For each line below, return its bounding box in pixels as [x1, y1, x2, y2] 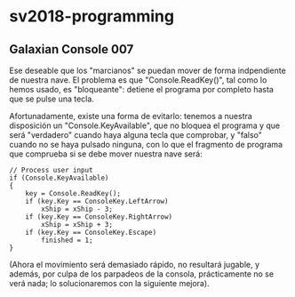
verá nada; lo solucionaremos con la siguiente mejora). [9, 278, 211, 288]
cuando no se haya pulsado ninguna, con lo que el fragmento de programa [9, 140, 283, 149]
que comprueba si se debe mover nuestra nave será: [9, 148, 203, 159]
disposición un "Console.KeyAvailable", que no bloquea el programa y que [9, 120, 281, 131]
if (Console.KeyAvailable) [9, 173, 109, 182]
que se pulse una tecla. [9, 93, 95, 104]
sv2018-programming [9, 6, 175, 27]
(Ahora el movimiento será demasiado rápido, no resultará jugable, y [9, 260, 260, 269]
